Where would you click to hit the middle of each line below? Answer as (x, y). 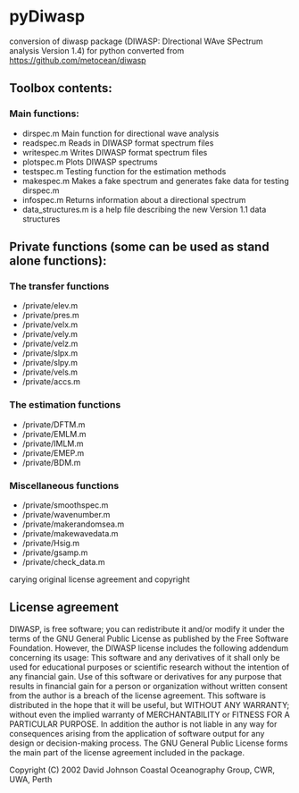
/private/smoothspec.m (65, 505)
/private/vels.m (50, 372)
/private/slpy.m (50, 363)
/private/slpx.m (50, 353)
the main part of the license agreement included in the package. (127, 752)
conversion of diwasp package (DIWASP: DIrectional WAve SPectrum (136, 41)
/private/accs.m (51, 382)
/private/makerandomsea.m (73, 524)
